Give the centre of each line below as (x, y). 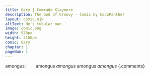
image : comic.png (23, 28)
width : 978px (19, 33)
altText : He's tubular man (33, 24)
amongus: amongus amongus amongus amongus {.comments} (75, 66)
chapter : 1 (17, 47)
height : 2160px (21, 38)
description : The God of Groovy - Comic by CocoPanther (65, 14)
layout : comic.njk (24, 19)
